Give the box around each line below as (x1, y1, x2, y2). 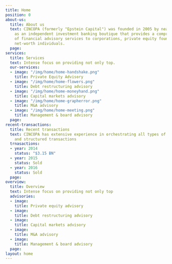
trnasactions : (10, 141, 40, 146)
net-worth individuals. (14, 41, 66, 46)
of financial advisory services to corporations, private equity (14, 36, 157, 42)
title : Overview (10, 184, 45, 190)
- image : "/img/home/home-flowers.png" (10, 79, 95, 84)
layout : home (5, 251, 33, 256)
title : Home (5, 7, 31, 13)
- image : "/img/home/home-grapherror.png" (10, 98, 102, 103)
